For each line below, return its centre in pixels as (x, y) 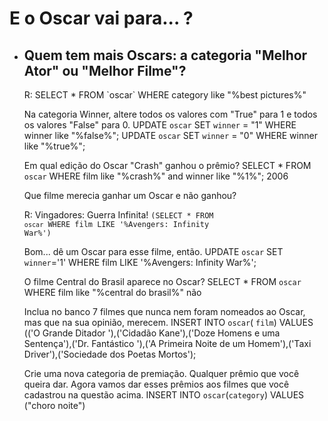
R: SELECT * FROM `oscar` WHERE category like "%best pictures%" (165, 95)
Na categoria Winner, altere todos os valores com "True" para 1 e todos (170, 114)
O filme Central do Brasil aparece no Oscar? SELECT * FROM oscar (162, 281)
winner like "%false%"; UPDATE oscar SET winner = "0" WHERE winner (170, 135)
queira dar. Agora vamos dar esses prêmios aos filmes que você (156, 384)
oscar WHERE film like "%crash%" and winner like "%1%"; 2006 (156, 176)
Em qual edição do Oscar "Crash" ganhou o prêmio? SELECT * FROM (167, 165)
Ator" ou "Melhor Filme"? (105, 70)
